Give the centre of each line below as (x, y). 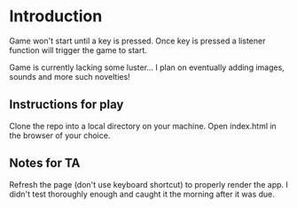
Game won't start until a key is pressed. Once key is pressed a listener (137, 41)
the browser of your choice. (60, 135)
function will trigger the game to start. (78, 50)
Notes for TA (45, 163)
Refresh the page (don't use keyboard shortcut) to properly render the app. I (148, 184)
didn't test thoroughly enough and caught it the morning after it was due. (142, 194)
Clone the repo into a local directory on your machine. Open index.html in (143, 126)
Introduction (56, 16)
